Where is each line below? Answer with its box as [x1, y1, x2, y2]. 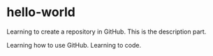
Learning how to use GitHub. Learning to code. [6, 41, 141, 49]
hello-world [6, 4, 76, 20]
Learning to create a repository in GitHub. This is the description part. [6, 27, 207, 36]
